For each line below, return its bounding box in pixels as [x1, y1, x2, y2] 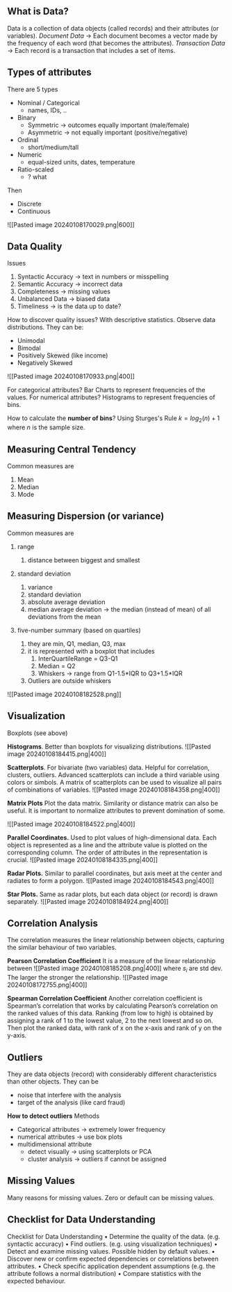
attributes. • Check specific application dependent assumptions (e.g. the [7, 1261, 215, 1270]
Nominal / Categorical [17, 98, 80, 107]
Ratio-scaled [17, 165, 54, 174]
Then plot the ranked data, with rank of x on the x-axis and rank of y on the [7, 1024, 222, 1032]
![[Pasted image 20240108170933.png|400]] [7, 372, 135, 380]
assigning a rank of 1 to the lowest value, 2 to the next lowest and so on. [7, 1017, 213, 1025]
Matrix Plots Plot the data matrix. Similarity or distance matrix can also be [7, 799, 219, 807]
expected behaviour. [7, 1277, 66, 1285]
